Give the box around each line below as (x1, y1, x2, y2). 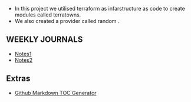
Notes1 (14, 50, 32, 57)
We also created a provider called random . (14, 18, 120, 24)
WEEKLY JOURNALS (6, 35, 83, 45)
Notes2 (14, 56, 33, 64)
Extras (6, 74, 31, 84)
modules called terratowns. (14, 11, 81, 18)
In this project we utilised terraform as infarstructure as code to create (14, 5, 186, 12)
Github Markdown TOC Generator (14, 89, 97, 96)
